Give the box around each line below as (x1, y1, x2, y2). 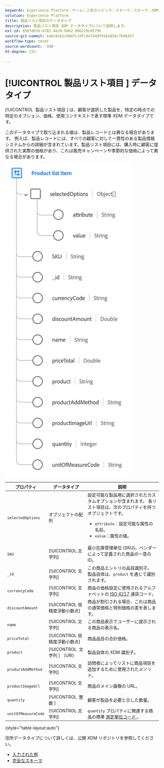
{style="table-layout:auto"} (5, 725, 60, 731)
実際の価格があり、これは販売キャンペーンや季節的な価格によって (21, 148, 154, 154)
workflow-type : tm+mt (5, 39, 49, 44)
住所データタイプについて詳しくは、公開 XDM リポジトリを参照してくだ (5, 735, 150, 741)
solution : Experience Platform (5, 13, 69, 18)
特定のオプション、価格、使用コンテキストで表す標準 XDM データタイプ (5, 113, 150, 119)
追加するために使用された (87, 666, 139, 672)
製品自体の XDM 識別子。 (87, 649, 139, 655)
